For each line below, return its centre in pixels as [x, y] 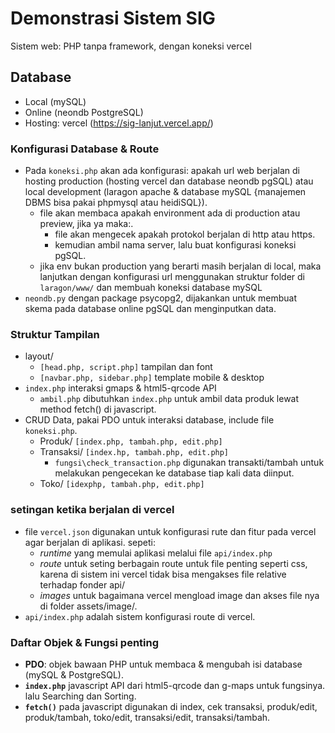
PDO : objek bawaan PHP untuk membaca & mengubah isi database [163, 664]
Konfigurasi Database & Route [85, 149]
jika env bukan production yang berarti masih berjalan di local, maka [180, 266]
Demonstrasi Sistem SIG [113, 18]
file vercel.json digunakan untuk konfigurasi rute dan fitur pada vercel [170, 531]
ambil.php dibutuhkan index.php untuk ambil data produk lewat [169, 399]
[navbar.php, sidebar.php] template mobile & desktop [152, 378]
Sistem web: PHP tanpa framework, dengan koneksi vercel [131, 46]
